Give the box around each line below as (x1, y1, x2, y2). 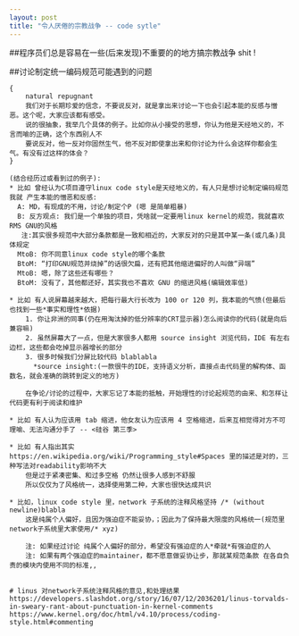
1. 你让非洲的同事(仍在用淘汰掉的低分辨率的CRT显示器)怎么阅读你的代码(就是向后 (25, 314, 287, 323)
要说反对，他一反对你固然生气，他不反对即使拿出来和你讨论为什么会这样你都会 (25, 139, 271, 148)
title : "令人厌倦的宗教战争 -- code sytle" (9, 21, 162, 30)
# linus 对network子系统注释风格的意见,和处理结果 (9, 586, 180, 595)
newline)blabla (9, 506, 66, 515)
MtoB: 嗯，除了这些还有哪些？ (17, 269, 115, 278)
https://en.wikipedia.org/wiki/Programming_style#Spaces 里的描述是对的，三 (9, 452, 289, 461)
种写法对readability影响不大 (9, 461, 107, 470)
